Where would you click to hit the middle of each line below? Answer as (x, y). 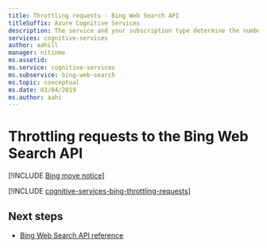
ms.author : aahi (35, 97)
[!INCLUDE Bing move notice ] (56, 175)
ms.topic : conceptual (44, 82)
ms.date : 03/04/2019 (43, 90)
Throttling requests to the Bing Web (128, 137)
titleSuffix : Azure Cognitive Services (74, 23)
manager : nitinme (37, 53)
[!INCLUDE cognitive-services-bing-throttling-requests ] (99, 191)
